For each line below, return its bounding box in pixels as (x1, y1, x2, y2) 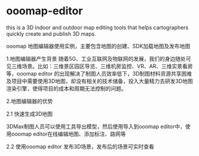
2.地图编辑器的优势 (6, 97, 53, 105)
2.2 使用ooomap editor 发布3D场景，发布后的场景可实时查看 (6, 143, 154, 150)
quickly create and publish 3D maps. (6, 30, 97, 37)
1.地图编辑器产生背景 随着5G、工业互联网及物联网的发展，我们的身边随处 (6, 55, 186, 62)
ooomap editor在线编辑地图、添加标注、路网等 (11, 130, 127, 138)
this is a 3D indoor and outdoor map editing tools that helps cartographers (6, 24, 189, 31)
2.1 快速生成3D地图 (6, 110, 53, 117)
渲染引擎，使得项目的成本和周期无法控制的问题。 (6, 85, 127, 92)
